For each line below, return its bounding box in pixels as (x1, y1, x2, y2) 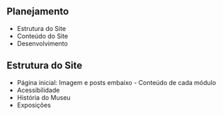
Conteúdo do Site (16, 32, 69, 40)
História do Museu (16, 93, 72, 101)
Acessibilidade (16, 86, 60, 94)
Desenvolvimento (16, 39, 68, 48)
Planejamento (6, 6, 69, 18)
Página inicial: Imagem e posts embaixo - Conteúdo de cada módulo (16, 78, 217, 86)
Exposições (16, 101, 51, 109)
